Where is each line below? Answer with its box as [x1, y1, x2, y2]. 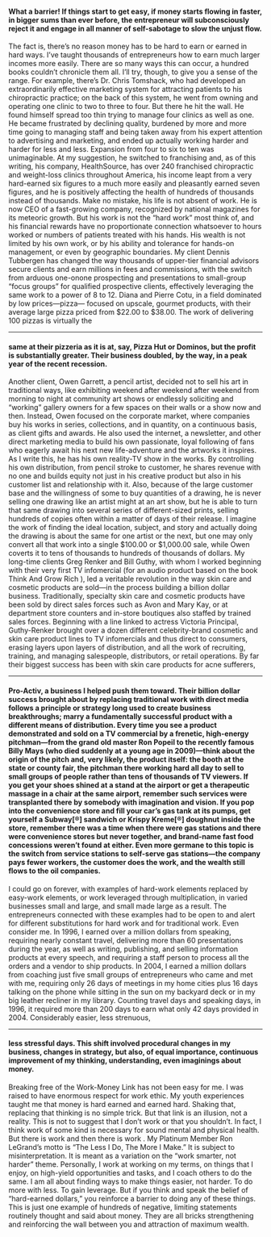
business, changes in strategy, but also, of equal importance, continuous [8, 1047, 259, 1057]
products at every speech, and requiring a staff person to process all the [8, 952, 249, 962]
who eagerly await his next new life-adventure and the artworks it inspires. [8, 445, 257, 455]
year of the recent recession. [8, 359, 107, 369]
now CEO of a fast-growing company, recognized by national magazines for [8, 204, 261, 214]
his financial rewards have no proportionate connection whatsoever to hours [8, 222, 262, 232]
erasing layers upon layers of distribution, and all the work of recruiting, [8, 642, 246, 653]
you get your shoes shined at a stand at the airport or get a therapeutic [8, 780, 250, 790]
